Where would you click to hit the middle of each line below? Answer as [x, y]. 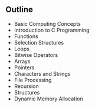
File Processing [33, 80]
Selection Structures [39, 42]
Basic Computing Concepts [47, 23]
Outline [19, 10]
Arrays [22, 61]
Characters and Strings [42, 73]
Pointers [24, 67]
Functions [26, 36]
